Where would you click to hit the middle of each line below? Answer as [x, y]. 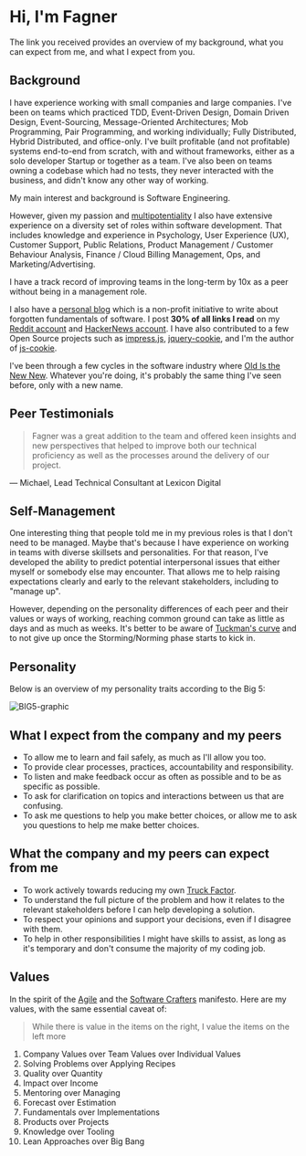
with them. [42, 929]
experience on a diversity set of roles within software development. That [146, 225]
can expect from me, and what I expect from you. [102, 51]
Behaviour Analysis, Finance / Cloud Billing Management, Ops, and [135, 254]
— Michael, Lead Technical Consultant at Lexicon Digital [116, 482]
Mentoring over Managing [71, 1092]
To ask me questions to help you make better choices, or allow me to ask [160, 815]
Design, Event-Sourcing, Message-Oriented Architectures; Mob [129, 121]
